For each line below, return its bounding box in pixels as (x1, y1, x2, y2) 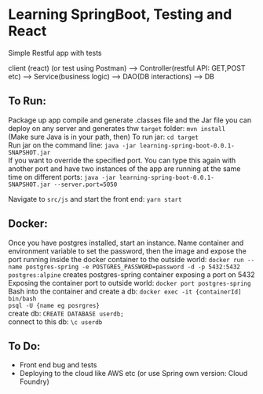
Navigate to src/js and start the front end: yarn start (8, 194, 182, 203)
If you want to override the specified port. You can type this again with (8, 155, 236, 165)
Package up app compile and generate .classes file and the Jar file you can (8, 115, 252, 125)
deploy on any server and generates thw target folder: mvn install (8, 123, 226, 133)
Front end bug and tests (19, 360, 97, 370)
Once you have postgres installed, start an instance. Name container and (8, 238, 244, 247)
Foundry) (19, 377, 49, 386)
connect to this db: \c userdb (8, 316, 103, 327)
